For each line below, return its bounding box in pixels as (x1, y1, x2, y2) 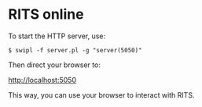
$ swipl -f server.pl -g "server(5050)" (8, 46, 143, 54)
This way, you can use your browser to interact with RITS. (8, 90, 195, 99)
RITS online (8, 5, 84, 23)
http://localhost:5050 (8, 75, 77, 84)
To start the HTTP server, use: (8, 31, 106, 41)
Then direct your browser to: (8, 60, 101, 70)
